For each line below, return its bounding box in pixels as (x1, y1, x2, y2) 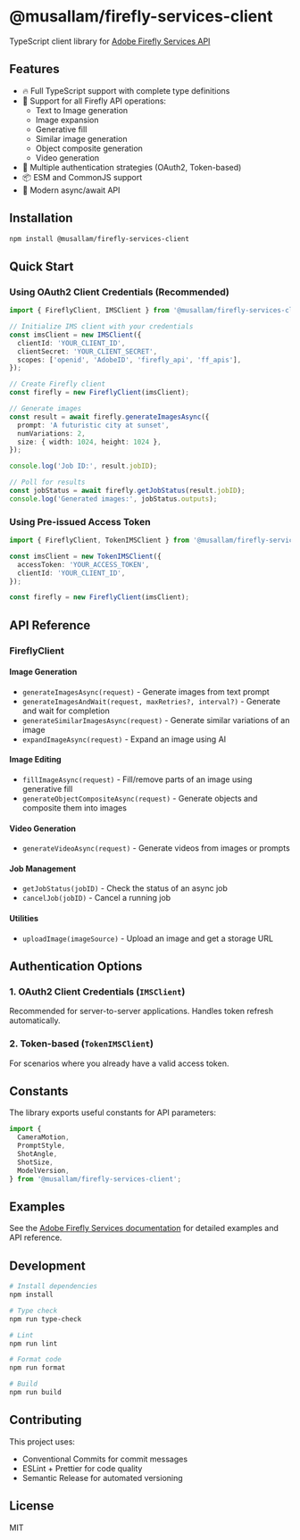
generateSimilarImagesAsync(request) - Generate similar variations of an (21, 714, 290, 725)
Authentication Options (9, 959, 143, 974)
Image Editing (9, 754, 62, 765)
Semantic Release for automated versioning (21, 1472, 183, 1483)
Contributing (9, 1412, 82, 1428)
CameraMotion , (17, 1133, 70, 1142)
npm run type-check (9, 1314, 82, 1323)
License (9, 1498, 54, 1514)
